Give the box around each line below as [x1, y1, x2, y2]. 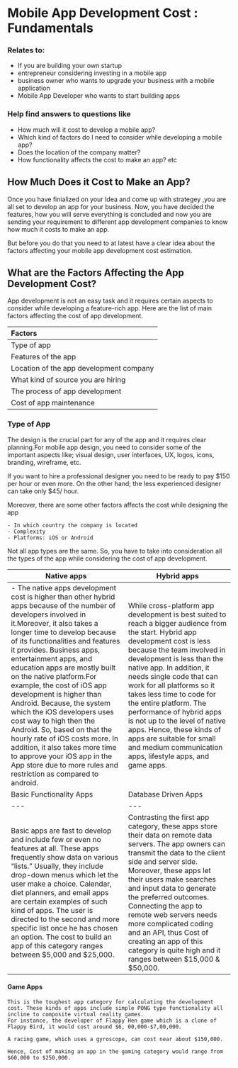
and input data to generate [127, 883, 216, 893]
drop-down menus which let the [11, 870, 119, 879]
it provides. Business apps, [11, 645, 101, 655]
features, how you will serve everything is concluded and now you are [7, 210, 212, 218]
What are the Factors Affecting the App [7, 266, 184, 279]
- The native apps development [11, 583, 117, 592]
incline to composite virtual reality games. [7, 1011, 144, 1018]
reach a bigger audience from [127, 618, 227, 628]
